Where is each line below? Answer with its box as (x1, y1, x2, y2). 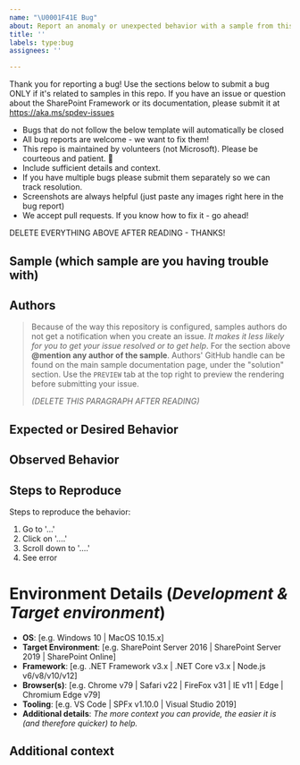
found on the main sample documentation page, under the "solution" (30, 360, 284, 370)
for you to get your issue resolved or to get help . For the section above (30, 341, 291, 352)
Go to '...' (21, 523, 55, 534)
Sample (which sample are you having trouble (9, 253, 270, 268)
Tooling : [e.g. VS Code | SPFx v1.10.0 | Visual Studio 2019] (21, 699, 237, 710)
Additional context (9, 744, 114, 759)
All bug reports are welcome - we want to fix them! (21, 134, 210, 145)
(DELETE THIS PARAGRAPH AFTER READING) (30, 395, 200, 407)
